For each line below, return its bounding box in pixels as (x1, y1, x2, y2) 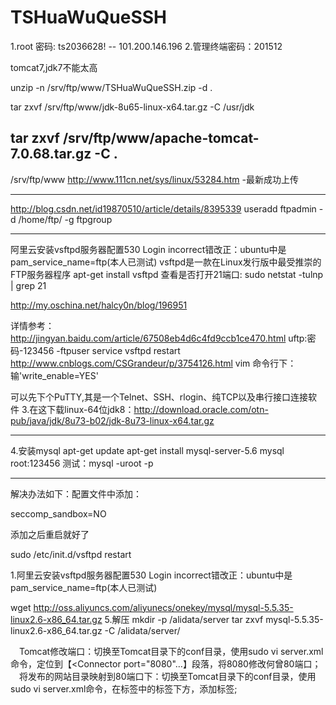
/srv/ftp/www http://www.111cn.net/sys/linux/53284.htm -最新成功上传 (10, 173, 299, 185)
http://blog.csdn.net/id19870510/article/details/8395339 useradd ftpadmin (10, 202, 317, 215)
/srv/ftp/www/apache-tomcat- (62, 130, 260, 147)
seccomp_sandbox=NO (10, 507, 107, 520)
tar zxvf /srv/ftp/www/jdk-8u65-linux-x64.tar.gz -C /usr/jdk (10, 101, 255, 113)
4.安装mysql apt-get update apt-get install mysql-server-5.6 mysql (10, 444, 285, 456)
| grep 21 (10, 279, 47, 291)
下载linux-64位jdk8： (46, 403, 135, 415)
